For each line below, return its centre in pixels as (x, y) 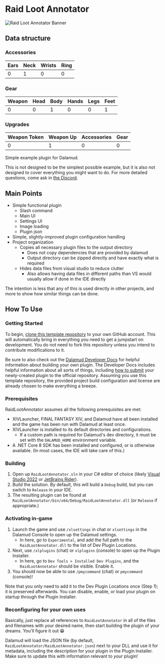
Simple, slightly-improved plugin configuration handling (68, 237)
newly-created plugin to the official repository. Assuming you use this (76, 375)
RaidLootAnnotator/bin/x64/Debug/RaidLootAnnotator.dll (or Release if (85, 500)
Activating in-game (29, 519)
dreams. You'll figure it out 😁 (35, 631)
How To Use (24, 309)
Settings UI (31, 221)
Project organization (33, 242)
